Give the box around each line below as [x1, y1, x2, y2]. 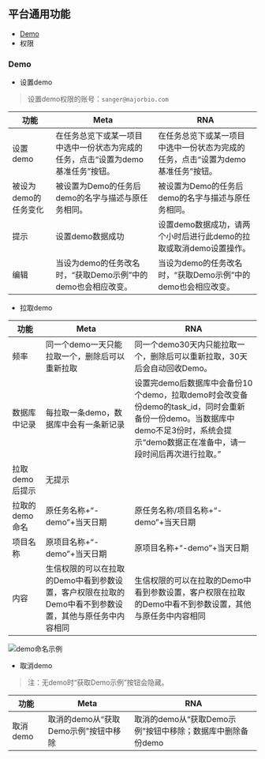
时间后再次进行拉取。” [142, 449, 222, 460]
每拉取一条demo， [45, 408, 114, 419]
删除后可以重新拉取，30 [150, 351, 241, 362]
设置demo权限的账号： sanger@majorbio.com [27, 94, 170, 104]
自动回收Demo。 [150, 363, 212, 374]
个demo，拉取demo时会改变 [134, 389, 241, 400]
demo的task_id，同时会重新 [142, 401, 246, 412]
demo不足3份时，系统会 [134, 425, 225, 436]
